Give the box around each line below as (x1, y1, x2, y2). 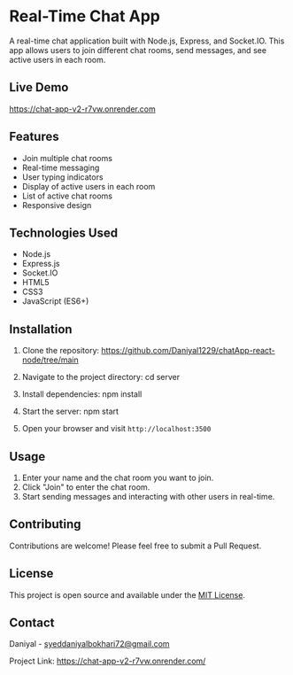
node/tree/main (21, 354, 80, 365)
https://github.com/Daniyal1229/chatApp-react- (101, 345, 276, 356)
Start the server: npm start (21, 406, 120, 417)
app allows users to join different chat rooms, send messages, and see (9, 44, 267, 55)
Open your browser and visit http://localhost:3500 (21, 423, 212, 434)
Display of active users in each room (21, 181, 156, 191)
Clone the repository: (21, 345, 100, 356)
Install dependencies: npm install (21, 389, 143, 400)
